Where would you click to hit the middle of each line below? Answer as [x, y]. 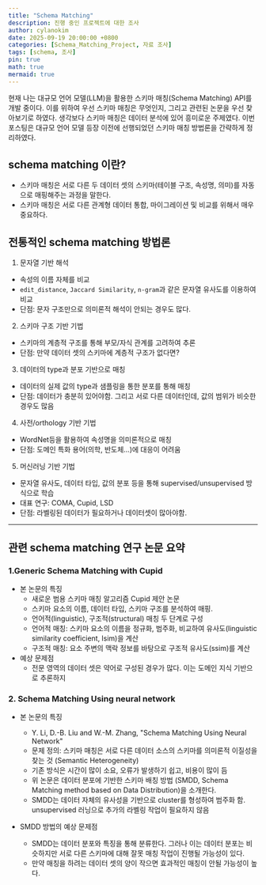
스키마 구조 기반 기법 [51, 326]
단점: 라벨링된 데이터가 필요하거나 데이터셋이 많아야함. [103, 513]
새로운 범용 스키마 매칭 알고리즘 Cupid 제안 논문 [106, 599]
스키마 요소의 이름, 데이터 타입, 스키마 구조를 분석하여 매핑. [122, 608]
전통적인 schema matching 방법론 [89, 242]
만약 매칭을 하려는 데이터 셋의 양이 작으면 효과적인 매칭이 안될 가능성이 [140, 864]
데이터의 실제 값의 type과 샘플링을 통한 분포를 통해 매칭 [105, 386]
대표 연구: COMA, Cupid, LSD [66, 503]
